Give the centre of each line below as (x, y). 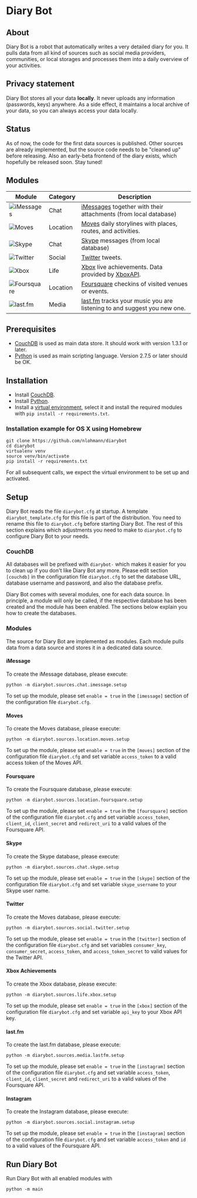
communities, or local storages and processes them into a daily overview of (97, 59)
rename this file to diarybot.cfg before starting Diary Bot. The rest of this (94, 524)
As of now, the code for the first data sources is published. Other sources (95, 143)
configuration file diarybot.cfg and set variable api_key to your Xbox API (94, 1012)
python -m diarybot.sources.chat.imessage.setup (67, 685)
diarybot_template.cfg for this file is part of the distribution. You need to (94, 518)
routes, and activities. (111, 231)
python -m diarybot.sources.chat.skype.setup (62, 867)
